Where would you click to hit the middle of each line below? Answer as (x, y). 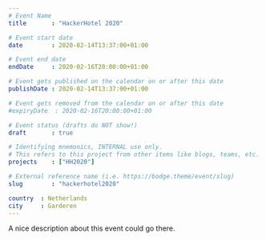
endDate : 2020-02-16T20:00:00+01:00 (79, 67)
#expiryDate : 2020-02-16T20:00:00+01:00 (80, 110)
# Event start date (41, 38)
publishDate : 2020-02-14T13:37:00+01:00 (79, 89)
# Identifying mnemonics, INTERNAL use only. (85, 147)
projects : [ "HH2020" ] (51, 162)
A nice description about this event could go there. (92, 228)
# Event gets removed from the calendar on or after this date (116, 103)
